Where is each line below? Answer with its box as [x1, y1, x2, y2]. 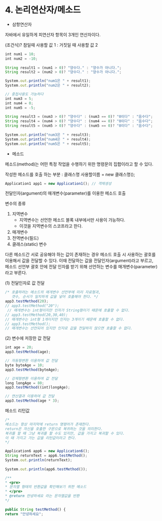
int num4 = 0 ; [5, 100, 34, 106]
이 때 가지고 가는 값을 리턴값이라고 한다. [5, 435, 77, 440]
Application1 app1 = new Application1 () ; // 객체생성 [5, 181, 112, 186]
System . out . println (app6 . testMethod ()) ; [5, 467, 88, 472]
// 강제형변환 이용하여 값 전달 [5, 376, 58, 381]
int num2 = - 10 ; [5, 56, 38, 61]
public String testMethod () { [5, 507, 66, 512]
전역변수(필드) [12, 235, 39, 241]
